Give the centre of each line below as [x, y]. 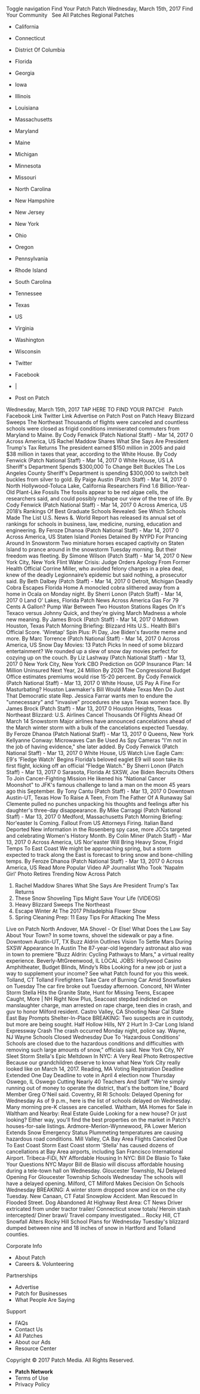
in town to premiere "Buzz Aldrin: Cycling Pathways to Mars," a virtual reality [100, 954]
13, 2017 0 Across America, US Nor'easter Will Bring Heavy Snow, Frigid [95, 842]
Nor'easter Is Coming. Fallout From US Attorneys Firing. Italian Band [90, 823]
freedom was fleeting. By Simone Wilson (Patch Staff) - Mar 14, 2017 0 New [99, 556]
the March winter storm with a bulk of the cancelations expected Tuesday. [97, 728]
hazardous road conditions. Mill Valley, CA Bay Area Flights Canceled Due [97, 1139]
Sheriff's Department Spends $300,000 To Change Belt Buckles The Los [96, 467]
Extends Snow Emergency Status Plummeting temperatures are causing [95, 1132]
